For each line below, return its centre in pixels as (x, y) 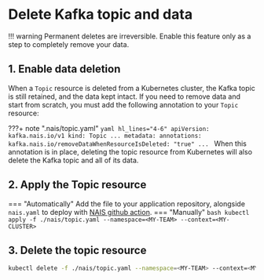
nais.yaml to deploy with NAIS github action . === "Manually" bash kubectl (129, 212)
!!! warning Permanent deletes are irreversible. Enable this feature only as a (130, 36)
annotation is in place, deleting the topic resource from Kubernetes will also (130, 151)
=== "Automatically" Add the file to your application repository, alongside (127, 204)
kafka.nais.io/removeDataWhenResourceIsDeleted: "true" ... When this (128, 144)
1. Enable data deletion (64, 69)
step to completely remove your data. (69, 44)
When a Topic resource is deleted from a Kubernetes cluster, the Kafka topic (132, 88)
